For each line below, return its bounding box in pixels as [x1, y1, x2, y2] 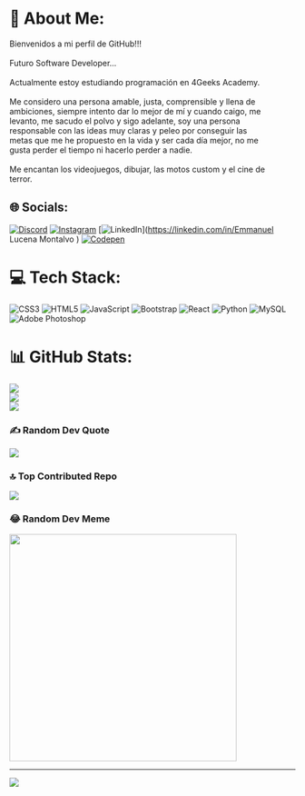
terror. [9, 173, 33, 184]
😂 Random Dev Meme [9, 512, 111, 525]
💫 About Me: [9, 8, 105, 29]
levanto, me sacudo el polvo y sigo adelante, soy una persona [9, 115, 241, 126]
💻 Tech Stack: [9, 267, 122, 287]
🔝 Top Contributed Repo [9, 470, 118, 483]
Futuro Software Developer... [9, 57, 117, 68]
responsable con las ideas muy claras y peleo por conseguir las [9, 124, 248, 135]
